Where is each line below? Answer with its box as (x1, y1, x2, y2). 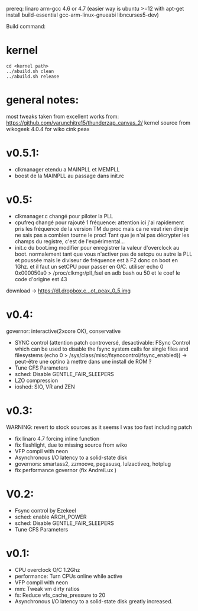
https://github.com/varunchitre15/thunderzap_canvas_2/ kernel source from (6, 119, 191, 126)
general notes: (6, 93, 79, 107)
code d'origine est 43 (14, 275, 67, 282)
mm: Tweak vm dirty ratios (14, 585, 80, 592)
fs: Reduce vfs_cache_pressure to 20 (14, 591, 106, 599)
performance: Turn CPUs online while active (14, 572, 123, 580)
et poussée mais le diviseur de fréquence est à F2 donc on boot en (14, 256, 178, 263)
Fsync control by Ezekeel (14, 507, 76, 514)
